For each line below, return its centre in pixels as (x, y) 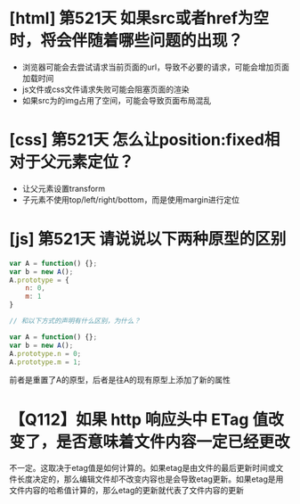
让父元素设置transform (64, 188)
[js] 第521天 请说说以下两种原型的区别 (148, 240)
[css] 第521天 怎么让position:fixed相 (145, 140)
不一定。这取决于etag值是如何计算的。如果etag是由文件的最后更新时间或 (142, 468)
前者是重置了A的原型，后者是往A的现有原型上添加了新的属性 (120, 380)
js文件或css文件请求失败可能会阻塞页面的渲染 (105, 89)
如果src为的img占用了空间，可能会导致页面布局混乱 (117, 100)
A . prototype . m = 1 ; (45, 362)
